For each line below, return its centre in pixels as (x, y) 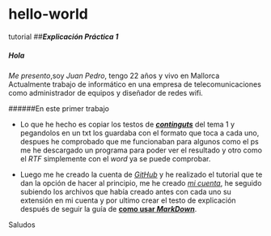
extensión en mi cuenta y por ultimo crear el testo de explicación (128, 200)
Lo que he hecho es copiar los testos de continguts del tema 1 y (127, 124)
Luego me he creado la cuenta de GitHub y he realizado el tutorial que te (141, 174)
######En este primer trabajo (59, 108)
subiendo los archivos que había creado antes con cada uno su (126, 191)
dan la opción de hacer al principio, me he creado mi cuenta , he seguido (141, 182)
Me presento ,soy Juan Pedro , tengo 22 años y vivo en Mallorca (114, 75)
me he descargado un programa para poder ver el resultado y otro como (141, 150)
